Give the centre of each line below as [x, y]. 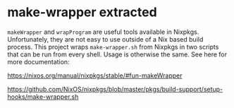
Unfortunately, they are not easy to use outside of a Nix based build [105, 39]
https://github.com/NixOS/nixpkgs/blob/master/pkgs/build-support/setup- [115, 89]
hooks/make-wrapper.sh [43, 97]
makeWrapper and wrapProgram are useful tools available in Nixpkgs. [103, 32]
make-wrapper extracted [82, 12]
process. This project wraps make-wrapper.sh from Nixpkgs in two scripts [113, 47]
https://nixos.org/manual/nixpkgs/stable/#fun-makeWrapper [95, 76]
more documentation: [38, 61]
